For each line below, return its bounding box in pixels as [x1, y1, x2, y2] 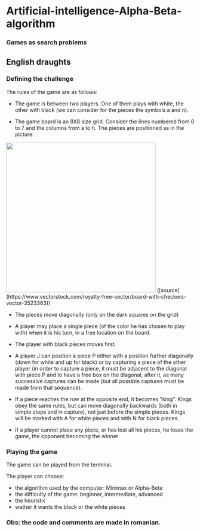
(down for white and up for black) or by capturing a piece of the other [14, 358, 186, 366]
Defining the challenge [6, 75, 73, 83]
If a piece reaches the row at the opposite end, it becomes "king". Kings [14, 395, 192, 402]
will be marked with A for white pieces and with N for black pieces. [14, 414, 179, 421]
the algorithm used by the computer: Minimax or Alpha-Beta [14, 484, 163, 491]
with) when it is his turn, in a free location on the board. [14, 329, 151, 336]
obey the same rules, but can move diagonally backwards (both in [14, 402, 177, 409]
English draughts [6, 57, 71, 67]
